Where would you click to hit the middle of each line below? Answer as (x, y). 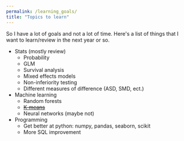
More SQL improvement (52, 132)
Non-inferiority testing (50, 82)
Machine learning (35, 95)
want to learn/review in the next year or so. (58, 40)
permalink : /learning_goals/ (42, 11)
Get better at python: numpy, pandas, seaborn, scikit (87, 126)
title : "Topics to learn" (38, 17)
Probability (36, 57)
